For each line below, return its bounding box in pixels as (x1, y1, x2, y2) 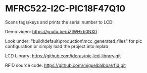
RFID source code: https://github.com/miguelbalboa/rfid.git (5, 62, 126, 68)
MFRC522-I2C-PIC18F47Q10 (5, 3, 126, 14)
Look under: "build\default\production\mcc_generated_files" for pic (5, 38, 143, 44)
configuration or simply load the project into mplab (5, 43, 108, 49)
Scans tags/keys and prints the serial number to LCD (5, 19, 113, 25)
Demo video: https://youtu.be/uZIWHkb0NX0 (5, 28, 98, 34)
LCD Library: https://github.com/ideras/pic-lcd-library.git (5, 52, 121, 59)
